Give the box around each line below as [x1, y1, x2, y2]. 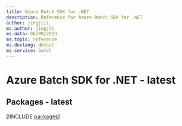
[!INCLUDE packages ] [6, 113, 60, 120]
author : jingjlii [6, 20, 50, 26]
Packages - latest [6, 97, 73, 107]
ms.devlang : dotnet [6, 42, 55, 48]
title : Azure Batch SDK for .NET [6, 8, 90, 15]
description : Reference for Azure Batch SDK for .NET [6, 14, 143, 20]
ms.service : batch [6, 48, 52, 54]
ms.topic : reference [6, 36, 58, 42]
